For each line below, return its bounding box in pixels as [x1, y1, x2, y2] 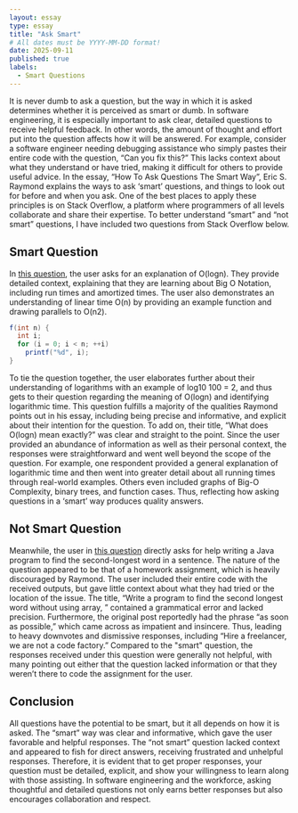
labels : [9, 63, 38, 72]
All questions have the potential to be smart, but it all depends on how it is [9, 718, 280, 728]
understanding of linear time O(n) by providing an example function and [9, 296, 272, 308]
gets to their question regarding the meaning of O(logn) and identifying [9, 391, 270, 402]
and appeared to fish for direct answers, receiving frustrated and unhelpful [9, 746, 284, 757]
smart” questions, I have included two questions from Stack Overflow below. [9, 218, 290, 229]
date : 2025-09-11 [9, 46, 74, 55]
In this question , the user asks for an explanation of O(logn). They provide [9, 268, 280, 279]
